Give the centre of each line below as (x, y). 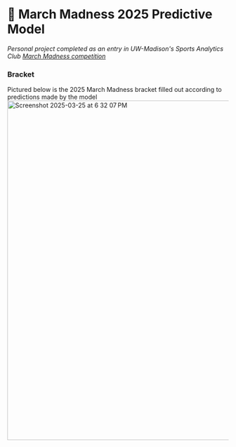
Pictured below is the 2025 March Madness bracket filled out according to (115, 90)
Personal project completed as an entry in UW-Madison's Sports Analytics (115, 48)
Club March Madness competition (57, 56)
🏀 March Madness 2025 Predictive (110, 14)
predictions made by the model (52, 97)
